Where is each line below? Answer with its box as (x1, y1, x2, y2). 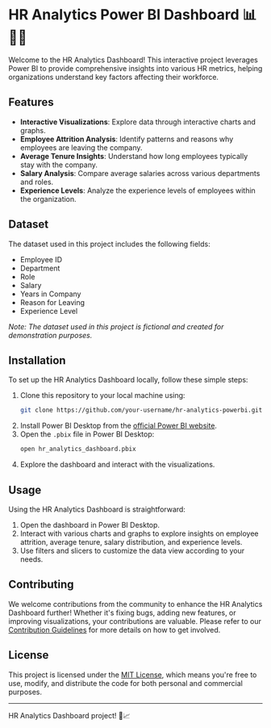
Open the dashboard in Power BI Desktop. (19, 520, 160, 529)
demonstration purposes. (8, 330, 93, 340)
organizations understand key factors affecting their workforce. (8, 72, 219, 82)
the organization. (19, 194, 77, 203)
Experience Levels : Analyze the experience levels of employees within (19, 186, 256, 195)
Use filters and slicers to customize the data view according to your (19, 546, 244, 555)
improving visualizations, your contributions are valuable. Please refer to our (8, 616, 262, 625)
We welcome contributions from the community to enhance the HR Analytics (8, 599, 263, 609)
